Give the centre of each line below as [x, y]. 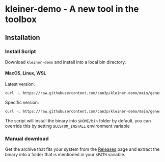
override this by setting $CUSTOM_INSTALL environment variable [68, 126]
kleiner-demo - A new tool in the [72, 9]
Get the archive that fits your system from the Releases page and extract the [82, 149]
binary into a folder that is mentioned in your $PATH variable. [65, 155]
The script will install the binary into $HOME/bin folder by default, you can [78, 120]
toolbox [21, 19]
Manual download [27, 139]
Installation [23, 37]
